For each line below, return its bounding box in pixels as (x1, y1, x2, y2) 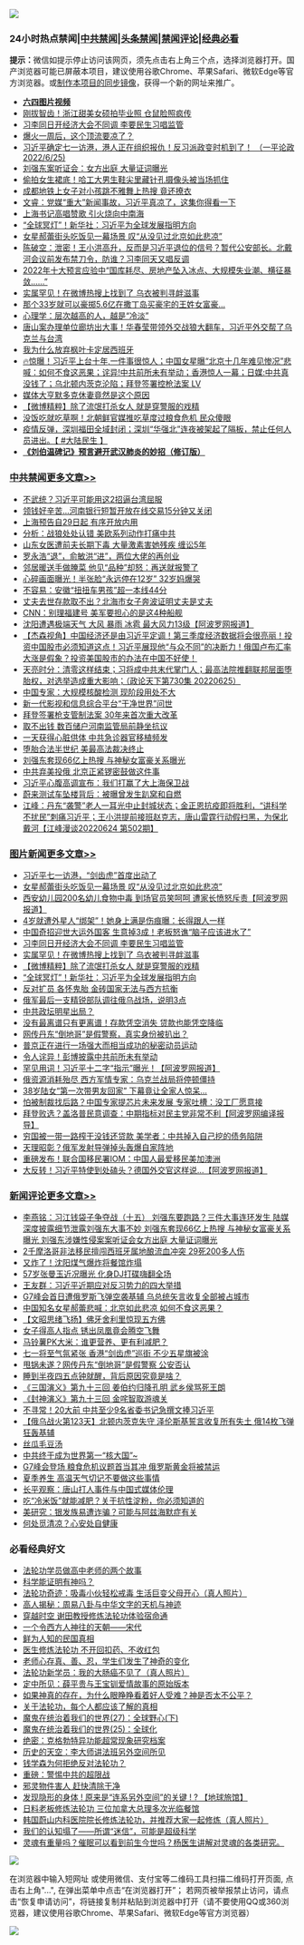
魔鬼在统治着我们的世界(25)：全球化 (22, 1724, 157, 1735)
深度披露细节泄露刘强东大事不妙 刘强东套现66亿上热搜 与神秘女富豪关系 (22, 1223, 291, 1234)
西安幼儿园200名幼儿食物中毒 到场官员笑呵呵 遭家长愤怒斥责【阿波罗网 (22, 892, 288, 903)
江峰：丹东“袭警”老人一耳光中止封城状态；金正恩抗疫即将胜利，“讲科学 (22, 799, 288, 811)
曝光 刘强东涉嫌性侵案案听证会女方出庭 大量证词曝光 (22, 1235, 218, 1246)
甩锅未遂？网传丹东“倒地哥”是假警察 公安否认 (22, 1359, 192, 1370)
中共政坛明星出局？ (22, 1005, 95, 1016)
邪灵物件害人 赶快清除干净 (22, 1781, 120, 1792)
